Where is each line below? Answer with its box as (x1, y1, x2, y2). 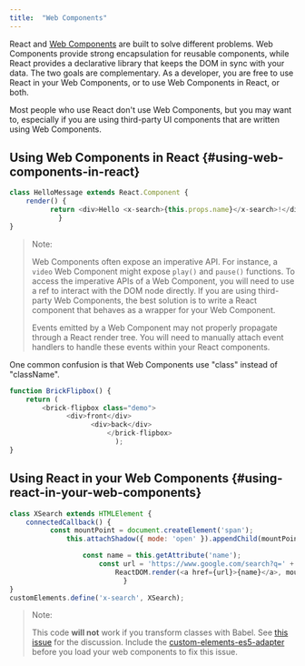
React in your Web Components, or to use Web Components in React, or (9, 76, 280, 87)
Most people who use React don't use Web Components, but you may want (9, 104, 292, 115)
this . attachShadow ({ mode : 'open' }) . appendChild (66, 534, 258, 544)
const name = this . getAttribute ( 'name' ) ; (82, 551, 242, 560)
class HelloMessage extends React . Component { (9, 188, 189, 197)
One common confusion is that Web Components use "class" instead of (9, 358, 279, 369)
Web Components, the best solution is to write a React (54, 295, 257, 306)
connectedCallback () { (25, 518, 112, 527)
